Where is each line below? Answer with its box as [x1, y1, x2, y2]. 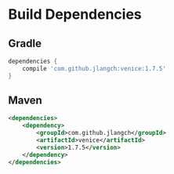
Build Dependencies [8, 5, 143, 24]
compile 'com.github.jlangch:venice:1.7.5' [22, 64, 167, 72]
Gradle [8, 37, 42, 50]
